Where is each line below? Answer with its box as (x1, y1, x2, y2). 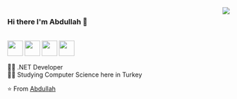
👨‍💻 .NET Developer (7, 63, 63, 72)
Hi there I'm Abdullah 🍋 (7, 17, 88, 27)
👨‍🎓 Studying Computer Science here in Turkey (7, 70, 142, 79)
